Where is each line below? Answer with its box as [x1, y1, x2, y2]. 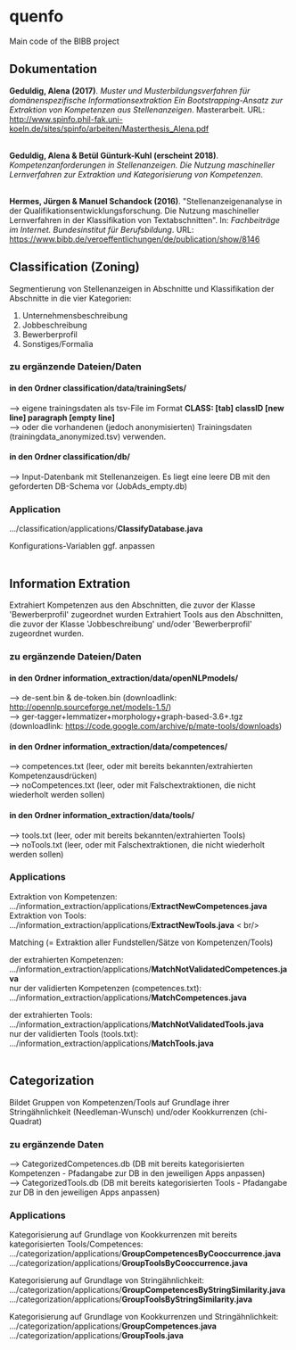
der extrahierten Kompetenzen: [9, 954, 124, 965]
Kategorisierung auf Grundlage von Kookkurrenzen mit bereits [9, 1230, 238, 1240]
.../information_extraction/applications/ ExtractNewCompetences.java [9, 900, 267, 911]
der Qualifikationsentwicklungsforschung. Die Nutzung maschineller [9, 205, 260, 216]
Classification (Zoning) [9, 260, 140, 275]
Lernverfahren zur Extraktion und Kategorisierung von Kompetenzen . [9, 169, 263, 179]
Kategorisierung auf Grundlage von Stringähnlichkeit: [9, 1275, 205, 1286]
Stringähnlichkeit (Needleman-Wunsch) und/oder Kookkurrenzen [9, 1106, 249, 1117]
